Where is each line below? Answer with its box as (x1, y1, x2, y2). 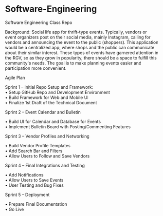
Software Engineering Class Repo (5, 20, 72, 25)
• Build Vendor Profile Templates (5, 142, 71, 148)
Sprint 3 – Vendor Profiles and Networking (5, 133, 90, 139)
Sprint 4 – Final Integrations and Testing (5, 162, 85, 168)
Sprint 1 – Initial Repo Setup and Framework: (5, 84, 93, 90)
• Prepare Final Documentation (5, 201, 67, 207)
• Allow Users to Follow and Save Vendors (5, 153, 90, 159)
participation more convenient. (5, 65, 67, 71)
